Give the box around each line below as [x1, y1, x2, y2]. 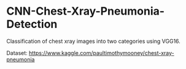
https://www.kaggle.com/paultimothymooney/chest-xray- [28, 49, 174, 56]
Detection [6, 17, 58, 31]
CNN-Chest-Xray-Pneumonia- [6, 4, 165, 18]
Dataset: [6, 49, 28, 56]
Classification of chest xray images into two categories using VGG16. [6, 37, 181, 45]
